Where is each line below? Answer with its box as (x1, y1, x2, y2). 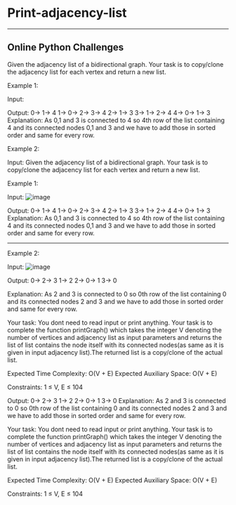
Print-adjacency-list (7, 5, 127, 21)
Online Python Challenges (7, 41, 124, 53)
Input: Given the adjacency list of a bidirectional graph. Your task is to (7, 158, 209, 166)
